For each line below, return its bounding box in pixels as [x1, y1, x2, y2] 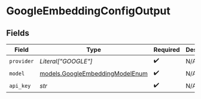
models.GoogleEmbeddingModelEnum [39, 69, 148, 78]
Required [153, 46, 181, 54]
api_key [9, 82, 31, 89]
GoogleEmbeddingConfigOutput [6, 4, 170, 18]
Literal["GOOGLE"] [39, 57, 93, 65]
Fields [6, 28, 30, 38]
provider [9, 58, 34, 64]
